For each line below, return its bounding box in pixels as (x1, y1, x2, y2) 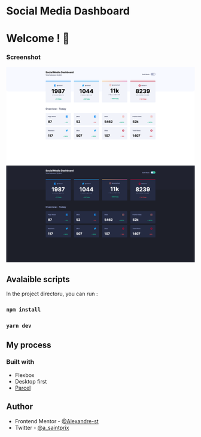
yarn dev (6, 322, 32, 330)
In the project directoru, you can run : (6, 290, 98, 298)
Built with (6, 358, 35, 366)
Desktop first (14, 378, 47, 385)
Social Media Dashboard (6, 4, 130, 18)
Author (6, 402, 33, 412)
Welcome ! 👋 (6, 32, 70, 46)
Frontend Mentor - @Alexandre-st (14, 417, 99, 424)
